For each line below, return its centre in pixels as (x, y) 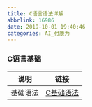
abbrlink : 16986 (31, 20)
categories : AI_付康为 (39, 33)
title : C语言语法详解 (36, 14)
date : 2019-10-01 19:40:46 (46, 27)
